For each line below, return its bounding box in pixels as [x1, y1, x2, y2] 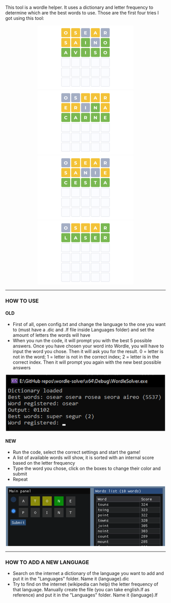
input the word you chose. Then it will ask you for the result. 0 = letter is [12, 348, 164, 355]
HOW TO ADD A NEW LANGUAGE [5, 559, 89, 566]
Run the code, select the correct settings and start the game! [12, 449, 141, 456]
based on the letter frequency [12, 460, 75, 466]
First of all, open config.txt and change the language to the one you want [12, 321, 166, 328]
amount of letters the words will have [12, 332, 91, 338]
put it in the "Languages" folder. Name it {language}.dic [12, 576, 129, 582]
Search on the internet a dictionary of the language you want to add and [12, 570, 164, 576]
